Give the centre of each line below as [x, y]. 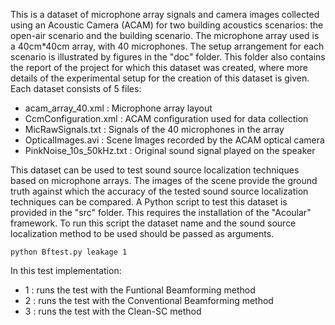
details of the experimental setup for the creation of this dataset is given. [160, 78]
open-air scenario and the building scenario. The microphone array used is [165, 35]
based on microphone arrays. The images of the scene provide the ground [164, 180]
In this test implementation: [66, 270]
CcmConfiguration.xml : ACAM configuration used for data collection [166, 118]
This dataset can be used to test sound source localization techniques [155, 170]
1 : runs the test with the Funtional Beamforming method [140, 290]
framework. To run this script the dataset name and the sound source [153, 223]
